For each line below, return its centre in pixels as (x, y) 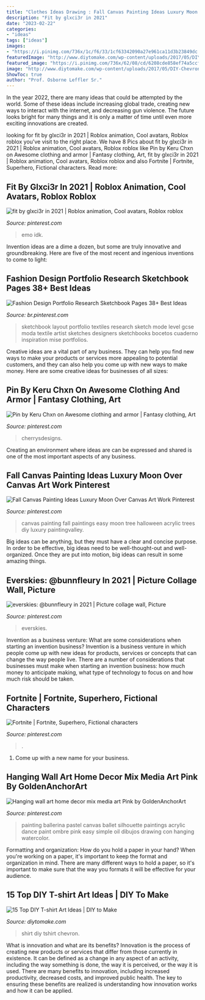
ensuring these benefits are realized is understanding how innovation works (102, 984)
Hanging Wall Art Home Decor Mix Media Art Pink (102, 777)
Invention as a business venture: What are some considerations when (94, 640)
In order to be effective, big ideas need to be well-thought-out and (90, 548)
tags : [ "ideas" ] (27, 40)
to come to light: (27, 259)
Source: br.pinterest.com (38, 314)
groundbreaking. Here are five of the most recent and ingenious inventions (100, 253)
